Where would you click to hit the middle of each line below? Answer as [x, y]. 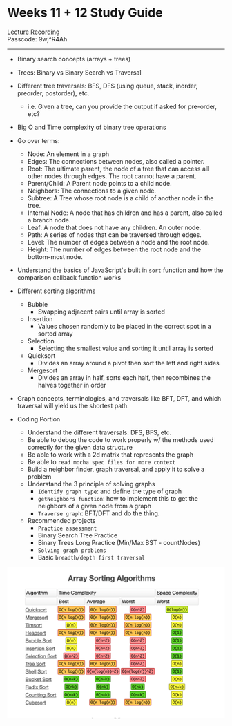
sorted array [55, 334]
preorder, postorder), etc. [53, 93]
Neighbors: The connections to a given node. [92, 191]
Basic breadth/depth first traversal [91, 557]
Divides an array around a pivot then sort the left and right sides [128, 363]
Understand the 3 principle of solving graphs [91, 484]
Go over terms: [38, 140]
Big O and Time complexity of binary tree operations [92, 127]
